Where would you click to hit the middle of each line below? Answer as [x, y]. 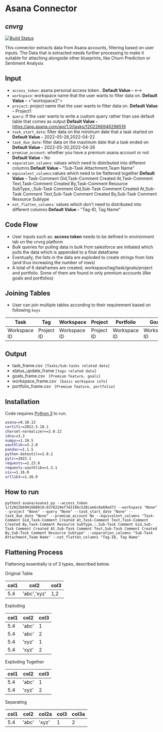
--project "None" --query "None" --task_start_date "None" [66, 512]
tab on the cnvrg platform [37, 241]
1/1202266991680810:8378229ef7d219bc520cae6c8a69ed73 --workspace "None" [81, 508]
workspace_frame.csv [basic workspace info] [60, 381]
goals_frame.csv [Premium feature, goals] [56, 376]
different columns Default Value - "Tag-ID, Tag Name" [66, 209]
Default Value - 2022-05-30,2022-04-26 [54, 147]
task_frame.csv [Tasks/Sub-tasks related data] [61, 366]
